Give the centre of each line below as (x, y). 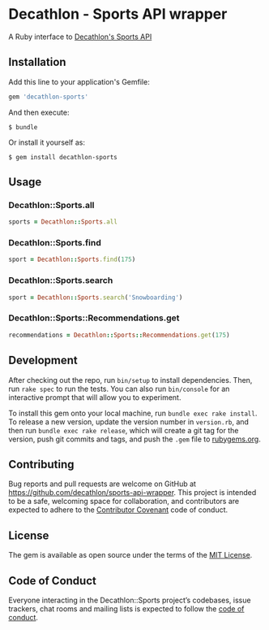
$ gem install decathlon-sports (63, 157)
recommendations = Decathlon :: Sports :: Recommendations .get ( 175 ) (119, 335)
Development (43, 361)
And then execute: (39, 112)
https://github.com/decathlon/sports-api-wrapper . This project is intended (132, 493)
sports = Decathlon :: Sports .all (63, 222)
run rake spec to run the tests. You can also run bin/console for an (119, 389)
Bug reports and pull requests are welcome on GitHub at (102, 484)
